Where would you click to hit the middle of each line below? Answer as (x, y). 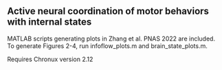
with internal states (49, 22)
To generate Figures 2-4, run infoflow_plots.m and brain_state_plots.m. (108, 46)
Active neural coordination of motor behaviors (108, 11)
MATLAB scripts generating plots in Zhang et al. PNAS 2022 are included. (111, 38)
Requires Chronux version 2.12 (50, 59)
